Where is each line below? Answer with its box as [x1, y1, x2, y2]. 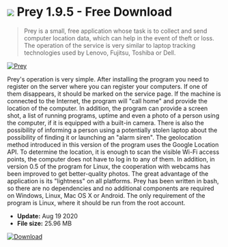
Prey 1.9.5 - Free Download [16, 4, 173, 20]
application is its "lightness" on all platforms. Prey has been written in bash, [7, 177, 219, 185]
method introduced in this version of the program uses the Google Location [7, 140, 219, 148]
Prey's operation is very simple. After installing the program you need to [7, 75, 210, 83]
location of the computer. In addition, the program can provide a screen [7, 104, 208, 112]
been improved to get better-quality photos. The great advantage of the [7, 169, 209, 178]
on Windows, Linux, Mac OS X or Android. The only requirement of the [7, 191, 205, 199]
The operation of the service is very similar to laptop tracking [23, 41, 196, 49]
